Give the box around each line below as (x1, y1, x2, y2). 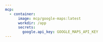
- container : (9, 12, 36, 16)
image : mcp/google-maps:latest (17, 16, 81, 21)
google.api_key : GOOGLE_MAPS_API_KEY (22, 29, 98, 34)
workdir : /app (17, 20, 47, 26)
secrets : (17, 25, 36, 30)
